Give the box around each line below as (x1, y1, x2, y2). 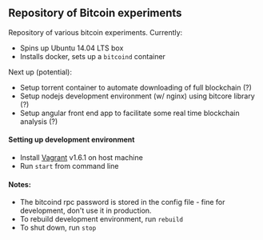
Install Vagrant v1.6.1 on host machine (19, 153, 144, 162)
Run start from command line (19, 162, 119, 171)
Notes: (8, 179, 32, 189)
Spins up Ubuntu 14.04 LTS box (19, 43, 124, 53)
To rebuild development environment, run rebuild (19, 214, 184, 224)
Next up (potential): (8, 67, 72, 77)
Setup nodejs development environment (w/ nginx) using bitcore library (19, 91, 256, 101)
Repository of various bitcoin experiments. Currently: (8, 27, 183, 37)
